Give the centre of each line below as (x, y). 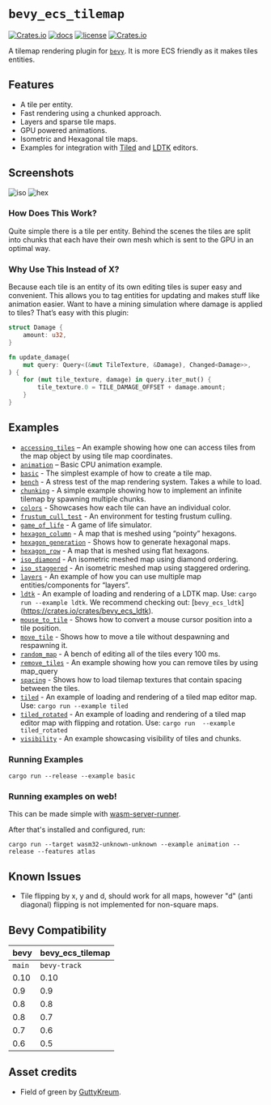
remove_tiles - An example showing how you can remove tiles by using (139, 662)
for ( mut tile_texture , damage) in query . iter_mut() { (117, 380)
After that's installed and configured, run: (77, 830)
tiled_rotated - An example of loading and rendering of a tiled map (133, 714)
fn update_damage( (39, 357)
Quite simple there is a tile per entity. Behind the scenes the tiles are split (129, 231)
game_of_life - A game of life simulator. (86, 524)
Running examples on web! (63, 796)
